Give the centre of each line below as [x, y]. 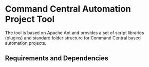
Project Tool [30, 19]
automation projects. [26, 43]
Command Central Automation [68, 9]
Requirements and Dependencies [57, 59]
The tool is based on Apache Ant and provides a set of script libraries [75, 33]
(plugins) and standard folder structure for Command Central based [73, 38]
